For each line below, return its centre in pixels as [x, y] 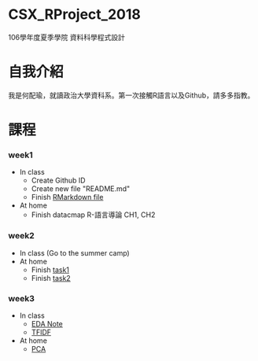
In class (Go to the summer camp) [74, 252]
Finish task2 [51, 278]
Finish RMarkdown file [67, 197]
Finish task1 [50, 270]
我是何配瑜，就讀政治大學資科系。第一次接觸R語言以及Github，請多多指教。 [131, 95]
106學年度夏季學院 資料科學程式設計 [67, 37]
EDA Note [47, 323]
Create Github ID [58, 180]
